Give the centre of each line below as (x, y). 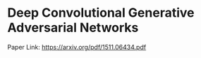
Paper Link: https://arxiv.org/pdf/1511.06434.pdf (77, 47)
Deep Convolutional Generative (101, 13)
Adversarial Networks (73, 28)
